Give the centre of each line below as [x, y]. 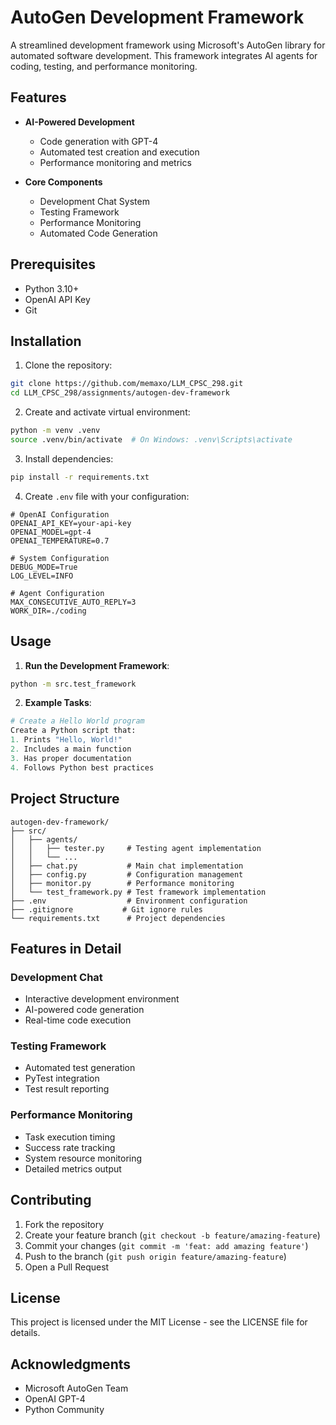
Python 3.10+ [52, 288]
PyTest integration [62, 1078]
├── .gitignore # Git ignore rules [106, 909]
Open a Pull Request [67, 1267]
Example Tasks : [58, 703]
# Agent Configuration [57, 593]
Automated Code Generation [98, 233]
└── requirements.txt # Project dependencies [118, 918]
